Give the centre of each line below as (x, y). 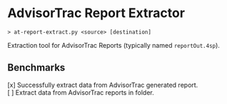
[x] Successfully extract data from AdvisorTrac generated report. (103, 85)
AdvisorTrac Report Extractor (96, 13)
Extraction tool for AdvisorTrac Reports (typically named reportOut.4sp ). (113, 45)
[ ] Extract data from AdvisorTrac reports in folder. (81, 92)
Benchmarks (36, 68)
